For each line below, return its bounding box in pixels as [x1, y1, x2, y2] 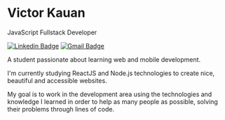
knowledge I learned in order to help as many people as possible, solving [7, 97, 219, 106]
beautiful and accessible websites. [7, 76, 107, 85]
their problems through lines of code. [7, 105, 114, 113]
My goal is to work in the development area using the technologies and [7, 90, 212, 98]
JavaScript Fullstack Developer [7, 28, 97, 36]
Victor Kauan [7, 5, 86, 21]
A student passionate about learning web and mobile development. [7, 55, 201, 64]
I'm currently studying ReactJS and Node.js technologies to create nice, [7, 69, 215, 77]
